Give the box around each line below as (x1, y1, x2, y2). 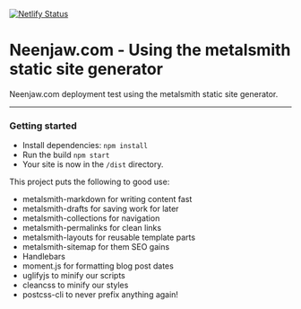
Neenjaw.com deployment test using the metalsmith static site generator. (9, 88, 279, 99)
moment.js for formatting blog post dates (21, 260, 175, 271)
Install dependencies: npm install (21, 140, 148, 151)
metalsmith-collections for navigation (21, 213, 160, 224)
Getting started (9, 119, 78, 132)
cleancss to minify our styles (21, 279, 129, 291)
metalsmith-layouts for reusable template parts (21, 232, 195, 243)
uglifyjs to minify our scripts (21, 270, 125, 281)
